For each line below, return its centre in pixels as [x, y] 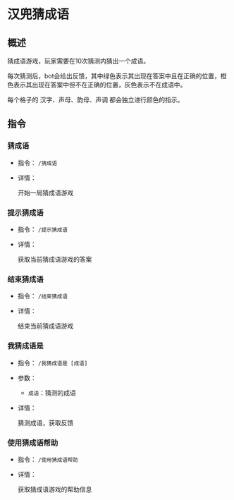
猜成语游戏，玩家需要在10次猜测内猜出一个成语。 [79, 61]
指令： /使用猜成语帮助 [48, 459]
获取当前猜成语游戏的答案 [55, 259]
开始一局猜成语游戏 [45, 193]
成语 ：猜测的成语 [52, 393]
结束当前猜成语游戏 [45, 326]
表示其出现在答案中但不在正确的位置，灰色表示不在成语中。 [100, 85]
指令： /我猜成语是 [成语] [53, 362]
